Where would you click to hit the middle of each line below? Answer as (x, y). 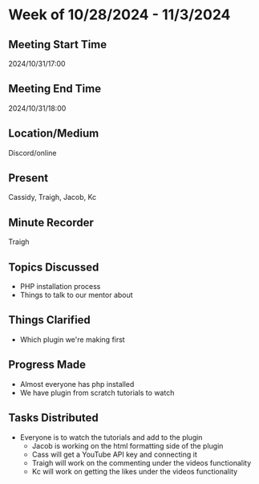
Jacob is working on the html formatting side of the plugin (127, 445)
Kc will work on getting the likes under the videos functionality (135, 471)
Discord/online (32, 153)
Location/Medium (54, 134)
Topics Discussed (54, 267)
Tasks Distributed (53, 418)
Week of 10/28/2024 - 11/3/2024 (119, 15)
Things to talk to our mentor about (77, 295)
